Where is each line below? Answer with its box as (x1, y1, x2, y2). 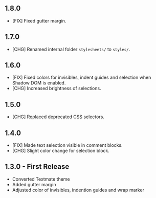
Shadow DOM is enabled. (12, 80, 66, 86)
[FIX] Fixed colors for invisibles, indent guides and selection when (12, 74, 151, 81)
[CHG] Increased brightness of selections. (12, 85, 101, 92)
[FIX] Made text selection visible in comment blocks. (12, 142, 123, 148)
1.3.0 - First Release (5, 162, 70, 171)
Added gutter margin (12, 181, 56, 187)
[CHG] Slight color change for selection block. (12, 148, 109, 154)
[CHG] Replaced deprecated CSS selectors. (12, 114, 104, 120)
